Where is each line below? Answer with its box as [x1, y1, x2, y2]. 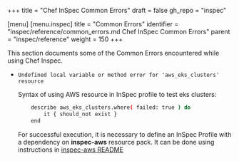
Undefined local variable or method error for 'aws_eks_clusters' [17, 71, 220, 78]
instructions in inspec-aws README [17, 145, 123, 154]
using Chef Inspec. [7, 56, 63, 65]
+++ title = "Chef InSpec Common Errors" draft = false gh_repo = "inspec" [7, 6, 227, 14]
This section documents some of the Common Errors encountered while [7, 49, 220, 57]
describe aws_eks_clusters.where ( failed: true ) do [31, 104, 191, 111]
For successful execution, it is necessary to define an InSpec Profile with [17, 130, 232, 138]
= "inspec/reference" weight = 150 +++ [7, 35, 123, 43]
